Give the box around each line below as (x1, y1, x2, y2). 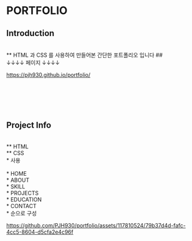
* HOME (6, 170, 27, 177)
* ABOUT (6, 176, 29, 184)
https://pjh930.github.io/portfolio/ (6, 71, 91, 78)
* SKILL (6, 182, 26, 190)
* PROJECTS (6, 189, 39, 196)
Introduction (6, 28, 55, 38)
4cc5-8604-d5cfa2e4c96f (6, 228, 74, 236)
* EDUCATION (6, 196, 42, 203)
